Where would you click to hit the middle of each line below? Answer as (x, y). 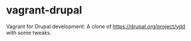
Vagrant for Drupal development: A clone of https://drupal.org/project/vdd (95, 26)
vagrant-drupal (44, 10)
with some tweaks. (29, 32)
